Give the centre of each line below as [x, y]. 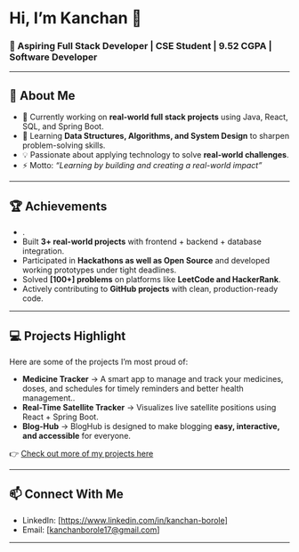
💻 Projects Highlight [68, 336]
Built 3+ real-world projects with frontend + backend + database [142, 242]
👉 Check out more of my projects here [81, 453]
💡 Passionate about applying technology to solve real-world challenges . [155, 155]
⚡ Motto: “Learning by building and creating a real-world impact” [142, 166]
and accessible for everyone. [77, 435]
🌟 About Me [42, 96]
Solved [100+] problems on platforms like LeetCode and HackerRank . [151, 280]
